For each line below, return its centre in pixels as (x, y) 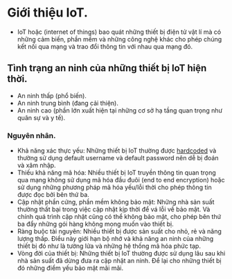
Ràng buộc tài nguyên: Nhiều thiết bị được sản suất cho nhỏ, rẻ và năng (119, 231)
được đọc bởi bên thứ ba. (53, 195)
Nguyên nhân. (32, 135)
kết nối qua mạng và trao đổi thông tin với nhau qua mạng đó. (105, 46)
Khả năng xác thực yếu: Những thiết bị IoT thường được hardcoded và (117, 151)
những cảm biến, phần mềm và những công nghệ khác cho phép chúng (119, 39)
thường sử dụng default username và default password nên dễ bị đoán (118, 158)
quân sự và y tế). (41, 117)
